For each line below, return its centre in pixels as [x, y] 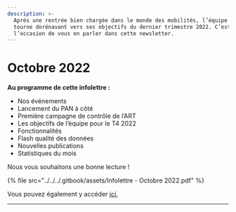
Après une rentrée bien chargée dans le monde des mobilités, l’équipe [121, 20]
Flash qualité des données [55, 138]
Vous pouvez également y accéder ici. [63, 194]
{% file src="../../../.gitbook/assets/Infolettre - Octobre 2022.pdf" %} [106, 180]
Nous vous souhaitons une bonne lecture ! [68, 167]
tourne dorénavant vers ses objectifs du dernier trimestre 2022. [113, 27]
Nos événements [42, 101]
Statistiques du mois [47, 153]
